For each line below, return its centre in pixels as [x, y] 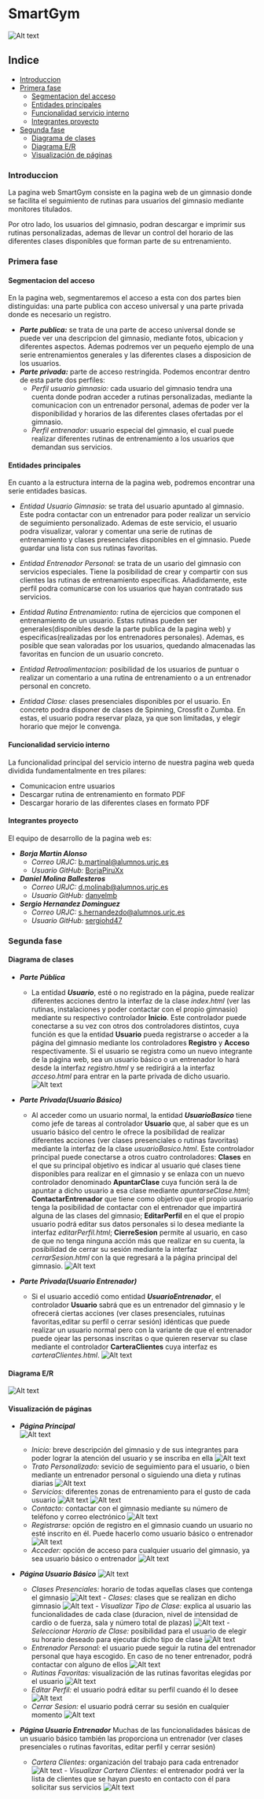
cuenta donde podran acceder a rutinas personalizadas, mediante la [142, 397]
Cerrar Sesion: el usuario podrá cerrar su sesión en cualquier [130, 1707]
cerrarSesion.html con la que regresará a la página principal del [134, 1257]
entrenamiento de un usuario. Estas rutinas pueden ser [108, 620]
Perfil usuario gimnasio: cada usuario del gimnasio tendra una [132, 389]
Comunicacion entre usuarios [67, 786]
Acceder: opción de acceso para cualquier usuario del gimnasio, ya [140, 1551]
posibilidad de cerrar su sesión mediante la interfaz [114, 1249]
